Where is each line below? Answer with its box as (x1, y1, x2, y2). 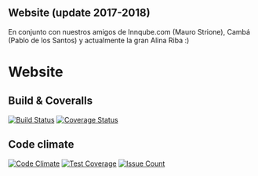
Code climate (8, 137, 74, 152)
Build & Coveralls (8, 94, 93, 108)
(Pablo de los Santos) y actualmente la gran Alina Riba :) (8, 35, 190, 45)
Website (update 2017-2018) (8, 6, 151, 20)
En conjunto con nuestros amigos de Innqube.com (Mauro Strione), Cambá (8, 27, 251, 36)
